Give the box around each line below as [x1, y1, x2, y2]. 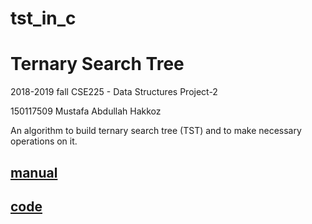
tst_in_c [10, 7, 77, 30]
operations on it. [10, 135, 78, 147]
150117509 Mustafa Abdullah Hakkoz [10, 105, 162, 117]
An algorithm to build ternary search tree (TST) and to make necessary [10, 125, 302, 137]
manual [10, 164, 58, 181]
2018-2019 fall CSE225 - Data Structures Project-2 [10, 86, 218, 98]
